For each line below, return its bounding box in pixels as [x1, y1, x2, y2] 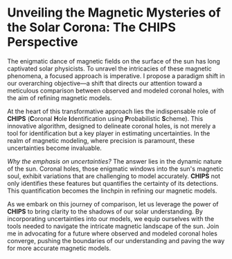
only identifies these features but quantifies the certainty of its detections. [7, 179, 219, 187]
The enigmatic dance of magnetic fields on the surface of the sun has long [7, 57, 220, 65]
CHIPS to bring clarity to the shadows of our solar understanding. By [7, 207, 203, 215]
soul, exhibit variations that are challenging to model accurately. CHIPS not [7, 171, 220, 180]
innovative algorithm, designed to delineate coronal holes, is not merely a [7, 122, 216, 130]
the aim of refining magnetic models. [7, 93, 112, 102]
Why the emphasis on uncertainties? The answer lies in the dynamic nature [7, 157, 222, 165]
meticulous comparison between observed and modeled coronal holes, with [7, 86, 224, 95]
